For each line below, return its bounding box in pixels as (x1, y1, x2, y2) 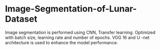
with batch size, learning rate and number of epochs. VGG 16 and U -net (5, 35, 150, 40)
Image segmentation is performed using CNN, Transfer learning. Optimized (5, 29, 156, 35)
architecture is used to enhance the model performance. (5, 39, 118, 45)
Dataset (5, 13, 37, 25)
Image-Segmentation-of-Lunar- (5, 3, 137, 14)
